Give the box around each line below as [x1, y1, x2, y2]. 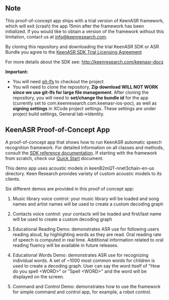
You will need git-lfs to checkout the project [12, 78, 104, 84]
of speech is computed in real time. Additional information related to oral [12, 237, 163, 243]
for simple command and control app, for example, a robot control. [12, 289, 152, 295]
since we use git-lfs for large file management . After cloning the [12, 89, 149, 95]
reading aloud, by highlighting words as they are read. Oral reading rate [12, 231, 162, 238]
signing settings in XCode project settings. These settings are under [12, 105, 156, 111]
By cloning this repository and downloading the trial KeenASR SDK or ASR [5, 43, 159, 50]
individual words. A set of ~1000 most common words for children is [12, 257, 155, 263]
